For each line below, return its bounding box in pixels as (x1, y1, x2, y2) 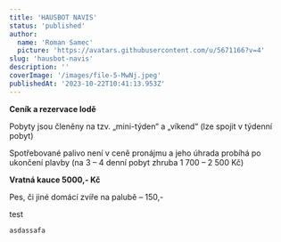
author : (9, 29, 38, 38)
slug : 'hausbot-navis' (9, 54, 94, 63)
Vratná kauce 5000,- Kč (9, 174, 101, 185)
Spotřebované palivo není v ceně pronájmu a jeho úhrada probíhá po (9, 148, 261, 158)
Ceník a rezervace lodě (9, 103, 96, 114)
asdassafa (9, 226, 46, 235)
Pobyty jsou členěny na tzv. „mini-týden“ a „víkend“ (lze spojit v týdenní (9, 121, 273, 132)
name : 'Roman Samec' (17, 37, 94, 47)
